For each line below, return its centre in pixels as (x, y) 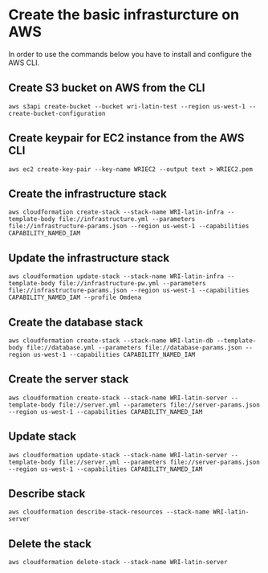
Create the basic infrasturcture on (124, 15)
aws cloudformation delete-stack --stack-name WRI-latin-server (118, 563)
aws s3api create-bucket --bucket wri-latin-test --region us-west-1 (127, 106)
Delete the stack (50, 544)
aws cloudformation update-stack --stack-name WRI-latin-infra (116, 276)
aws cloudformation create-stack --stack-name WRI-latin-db (111, 341)
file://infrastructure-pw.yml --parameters (132, 284)
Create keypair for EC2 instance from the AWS (126, 138)
